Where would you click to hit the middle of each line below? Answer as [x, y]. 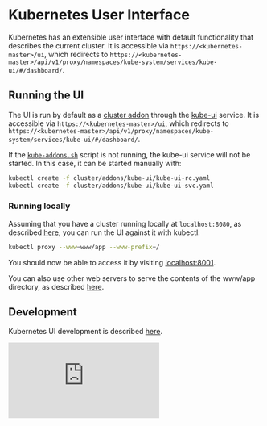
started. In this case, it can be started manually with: [95, 163]
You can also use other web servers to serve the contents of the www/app [132, 278]
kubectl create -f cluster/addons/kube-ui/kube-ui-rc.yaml [109, 178]
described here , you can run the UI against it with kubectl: [105, 232]
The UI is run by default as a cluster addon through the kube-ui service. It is [134, 115]
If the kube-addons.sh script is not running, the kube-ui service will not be [129, 154]
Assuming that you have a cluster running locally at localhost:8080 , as [125, 223]
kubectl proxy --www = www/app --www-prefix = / [84, 247]
